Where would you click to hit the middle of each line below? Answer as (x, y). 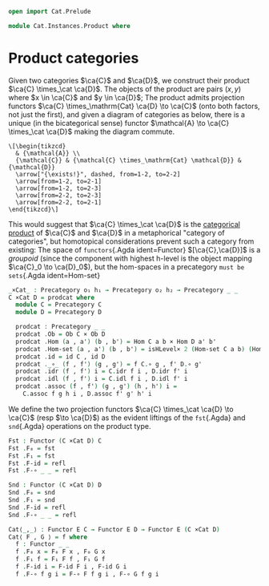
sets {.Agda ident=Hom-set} (54, 275)
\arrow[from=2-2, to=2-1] (59, 202)
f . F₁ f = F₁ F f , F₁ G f (60, 560)
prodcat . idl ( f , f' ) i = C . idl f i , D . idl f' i (102, 379)
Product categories (74, 58)
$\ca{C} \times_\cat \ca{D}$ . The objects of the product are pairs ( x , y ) (125, 89)
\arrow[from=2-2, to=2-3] (59, 195)
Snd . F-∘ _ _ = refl (43, 515)
